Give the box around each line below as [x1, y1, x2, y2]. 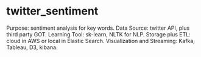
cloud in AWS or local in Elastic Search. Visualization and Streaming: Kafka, [6, 37, 195, 44]
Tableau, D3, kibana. [6, 44, 58, 51]
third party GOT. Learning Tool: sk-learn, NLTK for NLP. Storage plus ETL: [6, 30, 191, 38]
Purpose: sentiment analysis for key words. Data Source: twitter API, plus [6, 24, 190, 32]
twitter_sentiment [6, 4, 99, 18]
